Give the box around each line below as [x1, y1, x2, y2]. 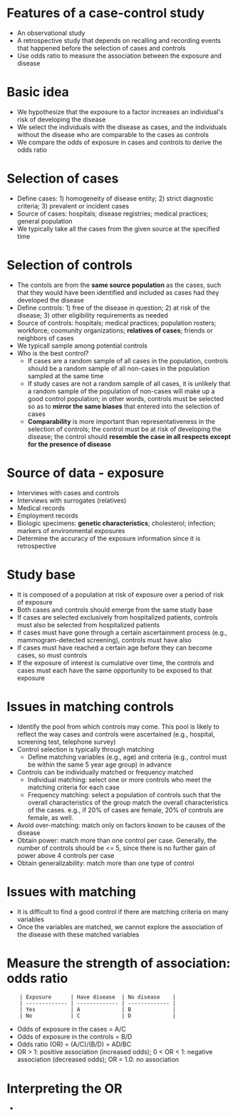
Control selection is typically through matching [16, 744, 155, 754]
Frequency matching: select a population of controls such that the [27, 790, 222, 799]
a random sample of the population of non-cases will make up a [27, 387, 215, 395]
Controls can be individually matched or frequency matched [16, 767, 194, 776]
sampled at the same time [27, 371, 104, 380]
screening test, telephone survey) [16, 737, 116, 746]
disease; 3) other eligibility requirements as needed [16, 310, 168, 319]
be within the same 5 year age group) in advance [27, 760, 172, 769]
